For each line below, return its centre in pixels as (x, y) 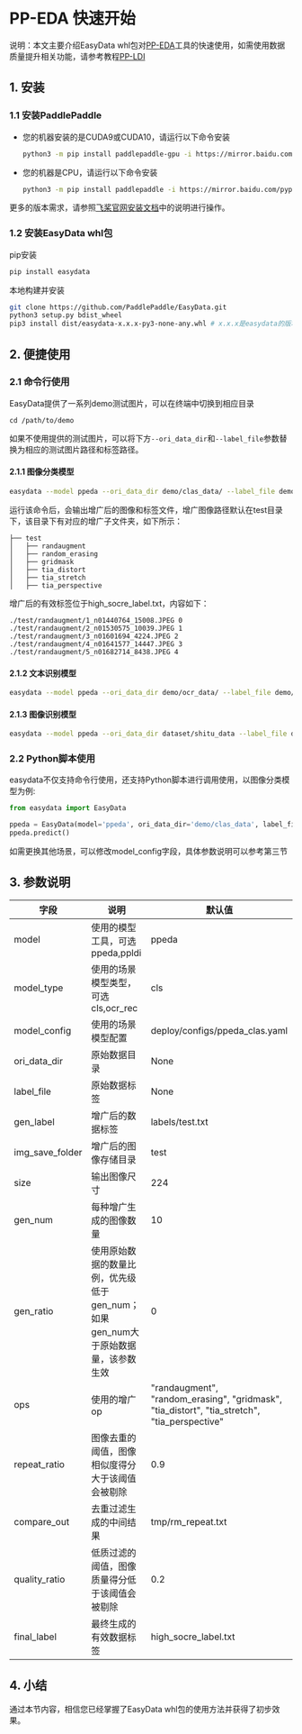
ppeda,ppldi (116, 953)
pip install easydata (50, 271)
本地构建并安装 (37, 290)
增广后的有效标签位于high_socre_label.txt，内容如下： (109, 603)
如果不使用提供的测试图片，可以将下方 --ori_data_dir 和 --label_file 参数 (145, 438)
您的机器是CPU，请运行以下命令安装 (90, 172)
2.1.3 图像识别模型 (43, 714)
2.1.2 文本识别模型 (43, 673)
